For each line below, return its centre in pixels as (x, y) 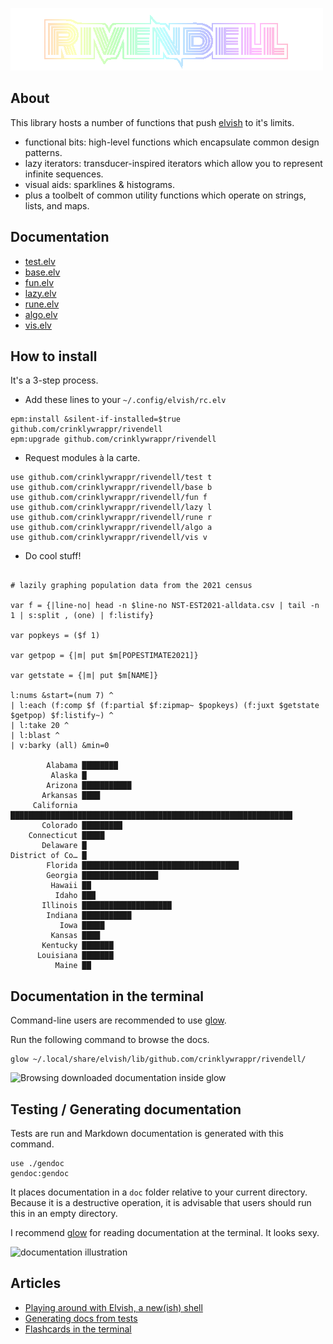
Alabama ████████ (82, 766)
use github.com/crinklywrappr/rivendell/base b (111, 488)
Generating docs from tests (81, 1318)
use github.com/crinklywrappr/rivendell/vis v (109, 538)
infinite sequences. (64, 174)
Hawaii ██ (71, 886)
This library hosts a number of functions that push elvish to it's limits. (152, 122)
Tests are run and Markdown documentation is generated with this (147, 1134)
